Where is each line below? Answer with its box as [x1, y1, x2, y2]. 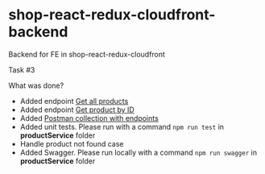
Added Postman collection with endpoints [19, 113, 159, 122]
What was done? [8, 81, 64, 90]
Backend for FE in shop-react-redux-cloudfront [8, 49, 165, 59]
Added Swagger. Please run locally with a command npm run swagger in [19, 147, 258, 157]
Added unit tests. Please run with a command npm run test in [19, 122, 224, 131]
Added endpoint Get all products [19, 96, 129, 106]
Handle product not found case [19, 139, 124, 148]
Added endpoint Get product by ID [19, 105, 135, 114]
